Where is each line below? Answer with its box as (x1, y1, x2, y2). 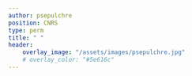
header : (8, 41, 34, 49)
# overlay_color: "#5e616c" (22, 56, 115, 64)
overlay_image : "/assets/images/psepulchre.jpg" (22, 48, 186, 56)
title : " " (8, 33, 44, 42)
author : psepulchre (8, 11, 73, 20)
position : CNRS (8, 19, 58, 27)
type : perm (8, 26, 44, 34)
